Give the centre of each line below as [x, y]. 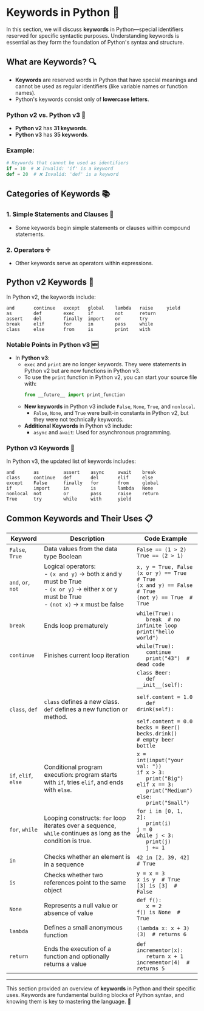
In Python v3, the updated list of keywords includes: [71, 461]
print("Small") [168, 803]
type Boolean [63, 557]
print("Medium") [169, 791]
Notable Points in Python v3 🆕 [53, 344]
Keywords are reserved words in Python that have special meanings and [106, 80]
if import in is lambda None [80, 488]
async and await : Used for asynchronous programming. [102, 432]
